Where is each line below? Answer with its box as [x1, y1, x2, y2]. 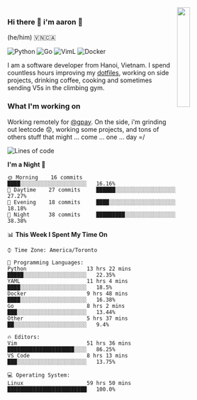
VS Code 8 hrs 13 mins [7, 352, 129, 359]
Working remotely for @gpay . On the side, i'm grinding [7, 117, 167, 126]
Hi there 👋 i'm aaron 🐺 [7, 17, 83, 27]
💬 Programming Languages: [7, 259, 84, 266]
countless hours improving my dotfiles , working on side [7, 69, 169, 77]
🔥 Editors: [7, 333, 40, 340]
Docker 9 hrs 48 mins [7, 290, 129, 297]
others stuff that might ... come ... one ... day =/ [7, 133, 145, 141]
